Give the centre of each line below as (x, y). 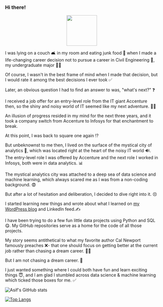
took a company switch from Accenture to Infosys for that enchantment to (79, 121)
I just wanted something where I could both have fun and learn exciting (76, 270)
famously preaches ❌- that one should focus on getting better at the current (81, 246)
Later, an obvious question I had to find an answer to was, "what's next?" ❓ (80, 90)
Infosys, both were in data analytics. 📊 (44, 163)
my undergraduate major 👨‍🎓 (33, 65)
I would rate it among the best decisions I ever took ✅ (59, 80)
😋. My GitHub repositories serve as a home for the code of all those (73, 225)
